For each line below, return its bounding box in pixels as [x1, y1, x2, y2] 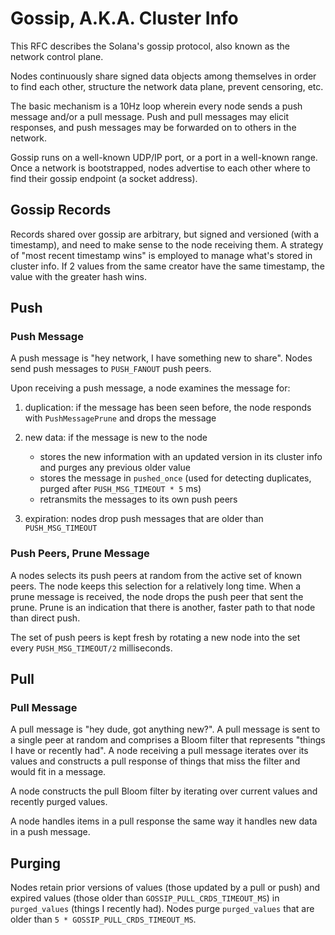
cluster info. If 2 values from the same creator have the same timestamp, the [10, 260, 325, 272]
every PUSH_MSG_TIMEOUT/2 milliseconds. [10, 642, 173, 654]
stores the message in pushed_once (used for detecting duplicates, [39, 472, 312, 484]
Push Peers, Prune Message [10, 547, 150, 561]
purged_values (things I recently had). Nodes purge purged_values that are [10, 903, 315, 915]
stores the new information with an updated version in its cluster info [39, 451, 323, 463]
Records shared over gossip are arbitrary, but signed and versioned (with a [10, 228, 320, 240]
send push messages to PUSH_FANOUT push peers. [10, 363, 212, 375]
